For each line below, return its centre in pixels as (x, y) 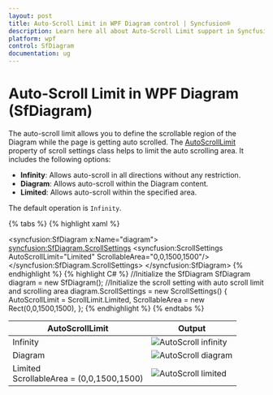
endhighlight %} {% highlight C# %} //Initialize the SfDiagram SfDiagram (130, 273)
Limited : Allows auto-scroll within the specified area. (108, 192)
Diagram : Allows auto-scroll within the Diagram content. (114, 183)
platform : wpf (32, 39)
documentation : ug (39, 54)
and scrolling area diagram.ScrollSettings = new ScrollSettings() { (118, 291)
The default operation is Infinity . (65, 208)
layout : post (30, 16)
